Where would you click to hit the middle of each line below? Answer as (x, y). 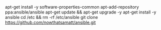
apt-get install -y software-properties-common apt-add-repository (72, 7)
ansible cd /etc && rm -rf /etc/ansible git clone (52, 17)
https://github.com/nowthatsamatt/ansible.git (50, 22)
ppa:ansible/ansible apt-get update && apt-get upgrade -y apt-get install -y (81, 12)
